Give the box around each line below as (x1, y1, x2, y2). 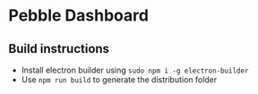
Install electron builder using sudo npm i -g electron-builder (21, 64, 249, 75)
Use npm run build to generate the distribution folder (21, 74, 218, 85)
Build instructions (8, 41, 109, 56)
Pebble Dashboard (8, 5, 150, 26)
